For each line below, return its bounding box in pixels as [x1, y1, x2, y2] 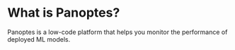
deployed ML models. [7, 35, 71, 43]
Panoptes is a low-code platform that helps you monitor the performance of [7, 28, 228, 36]
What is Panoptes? [7, 5, 120, 21]
